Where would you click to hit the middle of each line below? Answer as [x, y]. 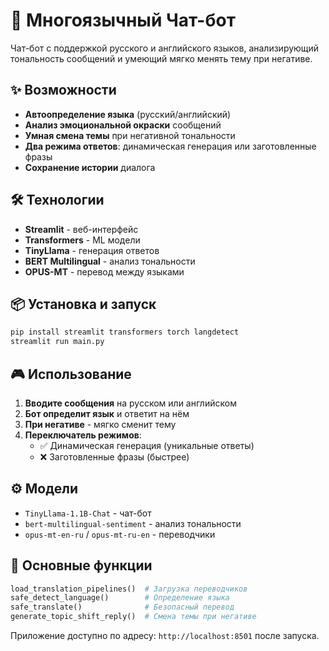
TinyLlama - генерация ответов [92, 250]
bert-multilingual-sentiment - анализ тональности [133, 523]
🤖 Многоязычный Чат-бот [123, 20]
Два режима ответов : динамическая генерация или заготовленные [170, 146]
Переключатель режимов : [83, 435]
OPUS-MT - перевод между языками [104, 271]
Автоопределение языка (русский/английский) [128, 114]
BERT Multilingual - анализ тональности [110, 261]
